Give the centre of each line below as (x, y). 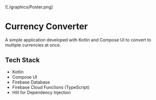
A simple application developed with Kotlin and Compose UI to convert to (78, 40)
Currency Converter (46, 27)
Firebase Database (31, 82)
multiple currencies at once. (33, 45)
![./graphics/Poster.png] (29, 7)
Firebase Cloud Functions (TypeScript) (51, 87)
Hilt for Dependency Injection (42, 92)
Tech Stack (22, 60)
